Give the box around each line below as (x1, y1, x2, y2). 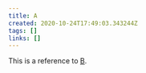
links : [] (8, 34, 42, 43)
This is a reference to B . (8, 56, 87, 66)
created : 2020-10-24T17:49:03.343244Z (8, 19, 138, 27)
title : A (8, 11, 38, 20)
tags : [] (8, 26, 38, 34)
